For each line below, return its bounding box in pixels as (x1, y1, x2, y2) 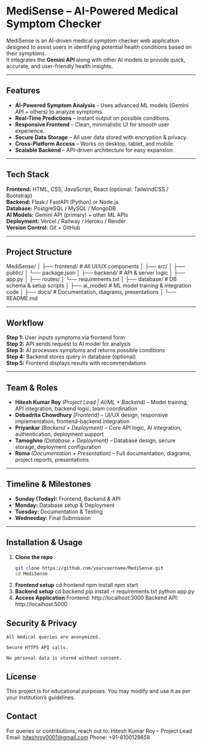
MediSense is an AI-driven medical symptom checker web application (6, 37, 179, 44)
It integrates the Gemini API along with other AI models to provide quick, (6, 56, 186, 63)
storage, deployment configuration (14, 444, 101, 450)
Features (6, 85, 40, 96)
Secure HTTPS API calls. (6, 645, 69, 651)
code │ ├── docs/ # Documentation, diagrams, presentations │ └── (6, 288, 176, 296)
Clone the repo (14, 553, 53, 560)
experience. (14, 127, 45, 134)
